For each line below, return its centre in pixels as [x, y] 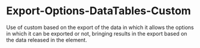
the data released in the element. [47, 40]
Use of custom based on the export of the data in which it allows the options [100, 27]
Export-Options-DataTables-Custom [99, 11]
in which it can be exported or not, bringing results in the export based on [97, 33]
